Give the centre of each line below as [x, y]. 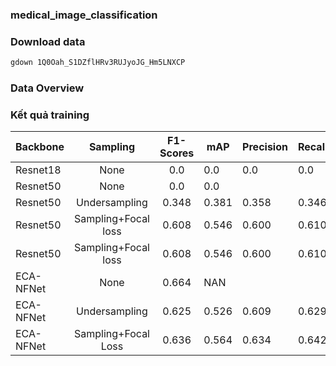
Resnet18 [38, 170]
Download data [48, 41]
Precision [265, 147]
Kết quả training [50, 115]
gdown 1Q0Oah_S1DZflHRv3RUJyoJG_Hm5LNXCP [98, 63]
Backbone [40, 147]
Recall [312, 147]
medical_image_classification [84, 15]
